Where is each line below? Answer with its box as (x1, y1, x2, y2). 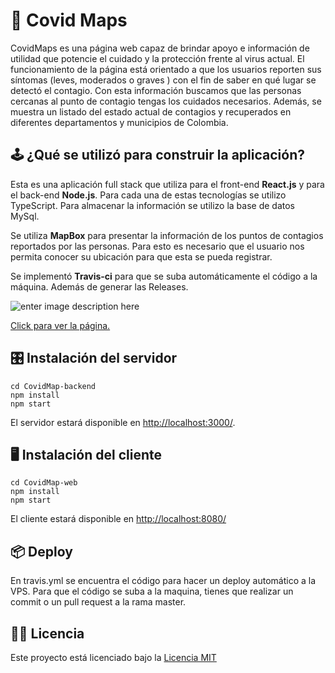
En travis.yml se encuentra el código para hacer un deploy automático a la (10, 575, 317, 587)
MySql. (10, 210, 40, 222)
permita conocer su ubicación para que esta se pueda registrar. (10, 250, 273, 263)
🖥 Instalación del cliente (10, 446, 162, 463)
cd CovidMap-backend (10, 381, 97, 391)
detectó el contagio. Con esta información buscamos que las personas (10, 84, 302, 96)
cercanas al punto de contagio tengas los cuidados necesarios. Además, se (10, 95, 322, 107)
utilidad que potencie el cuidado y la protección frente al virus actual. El (10, 52, 305, 64)
